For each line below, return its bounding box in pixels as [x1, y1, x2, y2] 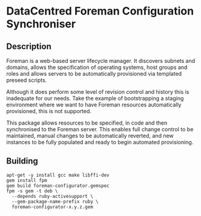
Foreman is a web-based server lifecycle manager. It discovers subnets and [6, 57, 196, 64]
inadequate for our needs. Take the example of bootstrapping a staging [6, 95, 184, 102]
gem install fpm [6, 177, 47, 183]
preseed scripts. [6, 77, 47, 83]
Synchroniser [6, 17, 76, 31]
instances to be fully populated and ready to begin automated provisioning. [6, 139, 194, 146]
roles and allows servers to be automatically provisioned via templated [6, 70, 182, 77]
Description [6, 41, 51, 51]
